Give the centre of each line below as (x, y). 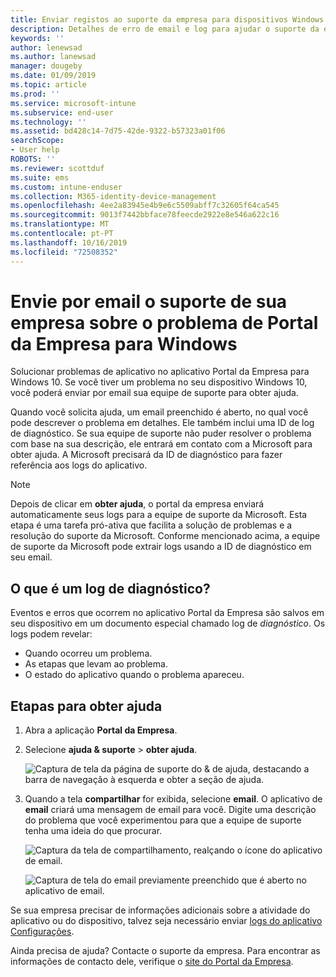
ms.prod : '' (35, 94)
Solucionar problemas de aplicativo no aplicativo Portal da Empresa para (160, 372)
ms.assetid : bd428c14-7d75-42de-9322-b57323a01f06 (118, 131)
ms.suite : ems (40, 177)
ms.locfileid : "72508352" (64, 252)
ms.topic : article (48, 85)
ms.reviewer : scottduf (57, 168)
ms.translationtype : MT (60, 224)
